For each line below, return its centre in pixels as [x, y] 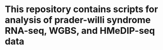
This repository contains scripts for [81, 9]
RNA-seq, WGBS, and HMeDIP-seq [80, 31]
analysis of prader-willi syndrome [78, 20]
